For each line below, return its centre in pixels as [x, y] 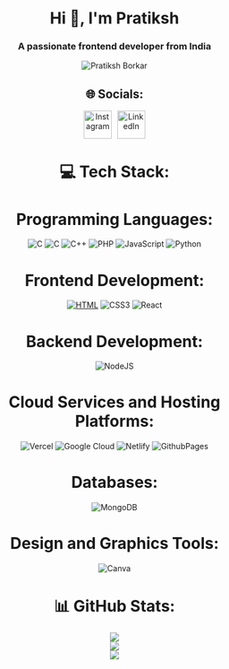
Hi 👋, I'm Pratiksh [114, 18]
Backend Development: [114, 341]
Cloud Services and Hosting [114, 402]
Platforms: [114, 421]
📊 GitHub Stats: [114, 607]
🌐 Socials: [114, 94]
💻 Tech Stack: [114, 172]
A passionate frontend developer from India [114, 47]
